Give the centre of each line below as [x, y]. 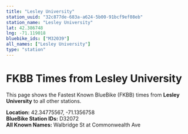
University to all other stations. [44, 101]
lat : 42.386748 [25, 28]
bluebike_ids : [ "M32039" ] [38, 39]
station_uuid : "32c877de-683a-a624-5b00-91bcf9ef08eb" [75, 17]
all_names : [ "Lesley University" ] [48, 44]
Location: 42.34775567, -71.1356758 [51, 112]
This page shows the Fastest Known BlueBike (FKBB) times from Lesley [93, 95]
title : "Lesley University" [41, 11]
